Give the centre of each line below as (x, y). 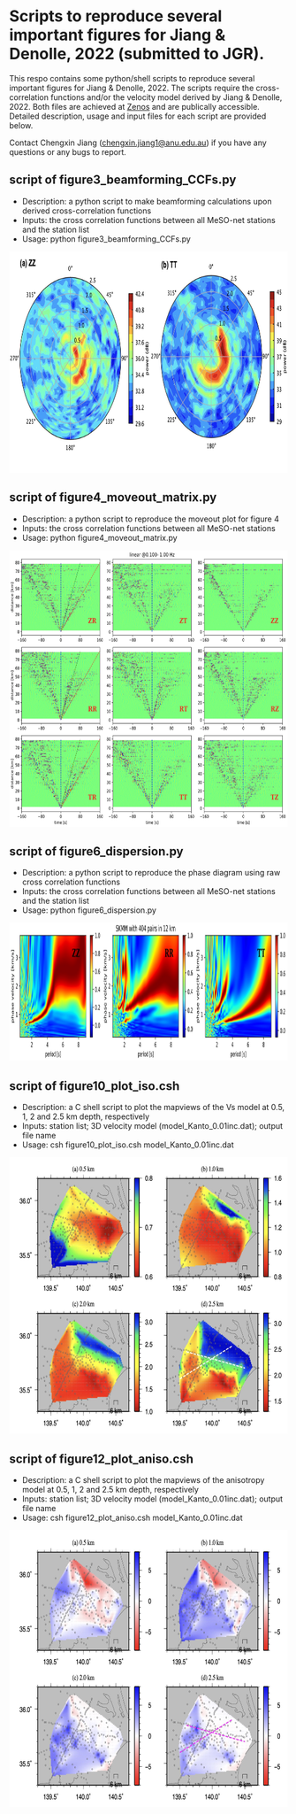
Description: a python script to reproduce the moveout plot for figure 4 (151, 519)
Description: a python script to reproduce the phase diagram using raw (151, 873)
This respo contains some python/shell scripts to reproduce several (132, 78)
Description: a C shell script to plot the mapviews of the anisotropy (143, 1480)
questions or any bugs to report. (68, 151)
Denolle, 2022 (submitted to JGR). (137, 54)
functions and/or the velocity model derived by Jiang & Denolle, (166, 97)
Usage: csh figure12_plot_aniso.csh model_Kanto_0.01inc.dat (132, 1517)
